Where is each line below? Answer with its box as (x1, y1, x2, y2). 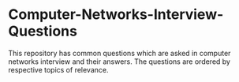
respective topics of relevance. (8, 65, 109, 74)
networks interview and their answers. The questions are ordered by (8, 57, 231, 66)
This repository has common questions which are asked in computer (8, 48, 231, 58)
